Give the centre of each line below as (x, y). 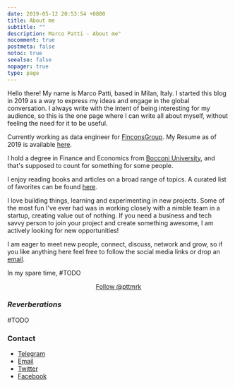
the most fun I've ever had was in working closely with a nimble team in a (114, 208)
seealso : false (30, 60)
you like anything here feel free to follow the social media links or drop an (114, 251)
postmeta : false (31, 47)
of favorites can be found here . (52, 186)
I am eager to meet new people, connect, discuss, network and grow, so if (115, 244)
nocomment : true (31, 40)
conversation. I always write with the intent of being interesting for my (109, 108)
